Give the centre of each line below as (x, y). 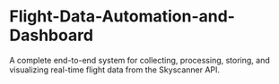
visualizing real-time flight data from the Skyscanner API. (115, 70)
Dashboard (52, 35)
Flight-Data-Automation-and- (122, 17)
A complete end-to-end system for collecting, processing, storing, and (140, 60)
